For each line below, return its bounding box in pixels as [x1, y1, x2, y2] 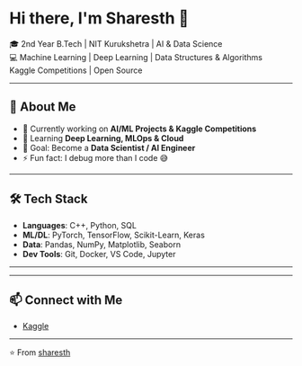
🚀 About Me [9, 99, 76, 115]
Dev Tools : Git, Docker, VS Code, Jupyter [22, 248, 176, 259]
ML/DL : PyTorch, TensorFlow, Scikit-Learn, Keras [22, 229, 205, 240]
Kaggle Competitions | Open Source [9, 65, 143, 76]
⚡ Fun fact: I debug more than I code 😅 [22, 152, 169, 163]
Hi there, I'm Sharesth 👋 [9, 8, 190, 29]
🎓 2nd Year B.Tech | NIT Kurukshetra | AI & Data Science [9, 38, 223, 49]
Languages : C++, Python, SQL [22, 219, 138, 230]
